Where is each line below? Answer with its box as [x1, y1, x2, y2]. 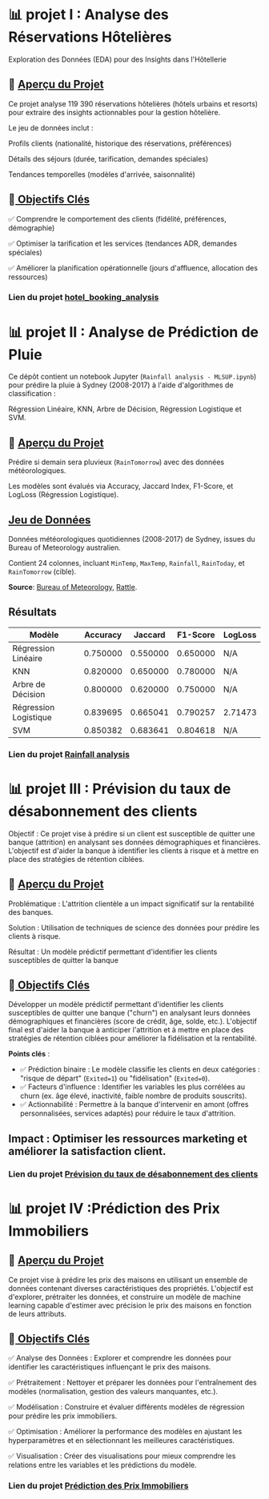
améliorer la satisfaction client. [8, 1144, 167, 1158]
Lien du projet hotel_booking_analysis [8, 292, 159, 303]
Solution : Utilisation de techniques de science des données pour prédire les [8, 923, 260, 932]
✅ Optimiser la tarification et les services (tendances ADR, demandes [8, 238, 238, 248]
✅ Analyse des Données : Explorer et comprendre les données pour [8, 1353, 232, 1363]
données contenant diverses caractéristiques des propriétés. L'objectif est [8, 1283, 254, 1293]
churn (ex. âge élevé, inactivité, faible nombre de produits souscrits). [19, 1091, 247, 1100]
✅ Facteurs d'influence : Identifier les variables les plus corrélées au [19, 1082, 246, 1092]
